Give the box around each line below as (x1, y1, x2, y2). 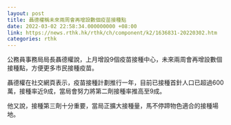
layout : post (7, 10, 45, 17)
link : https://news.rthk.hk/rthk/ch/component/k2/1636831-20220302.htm (7, 29, 217, 36)
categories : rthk (7, 36, 57, 43)
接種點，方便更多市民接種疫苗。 (7, 64, 98, 72)
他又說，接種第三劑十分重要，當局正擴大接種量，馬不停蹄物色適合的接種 (7, 102, 212, 110)
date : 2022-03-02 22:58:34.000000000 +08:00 (7, 23, 137, 30)
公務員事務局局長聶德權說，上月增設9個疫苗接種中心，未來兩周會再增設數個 (7, 56, 223, 64)
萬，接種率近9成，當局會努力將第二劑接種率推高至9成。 (7, 87, 166, 95)
